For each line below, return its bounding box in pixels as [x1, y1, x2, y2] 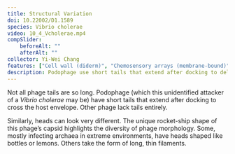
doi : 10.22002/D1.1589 [7, 17, 73, 24]
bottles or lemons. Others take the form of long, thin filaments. [7, 139, 187, 147]
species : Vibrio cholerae [7, 23, 83, 30]
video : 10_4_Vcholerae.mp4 [7, 29, 86, 37]
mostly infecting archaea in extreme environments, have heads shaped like [7, 131, 223, 140]
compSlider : [7, 36, 42, 43]
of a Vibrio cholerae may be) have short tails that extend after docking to [7, 95, 217, 104]
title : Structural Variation [7, 10, 92, 17]
